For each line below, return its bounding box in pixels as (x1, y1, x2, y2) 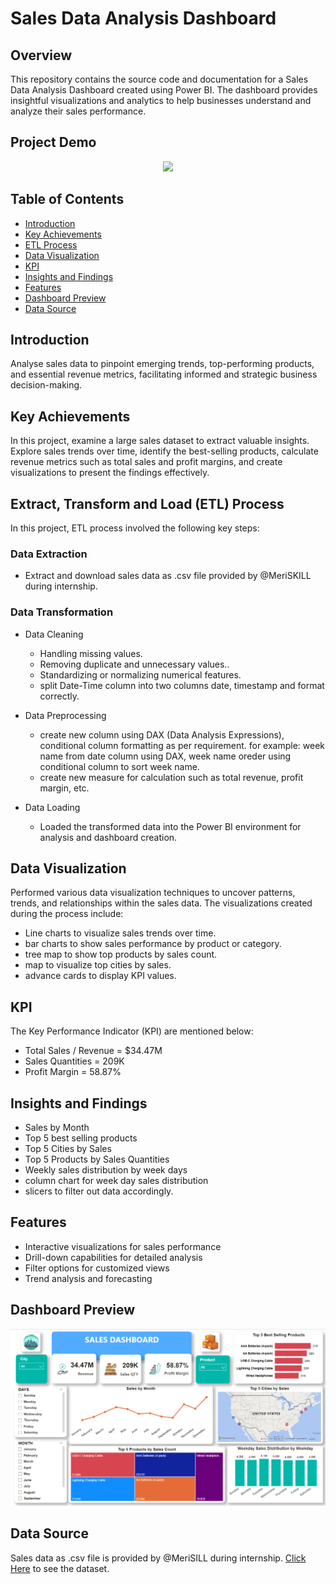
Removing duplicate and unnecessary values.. (39, 658, 230, 670)
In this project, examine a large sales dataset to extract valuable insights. (10, 435, 310, 447)
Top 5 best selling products (24, 1132, 138, 1144)
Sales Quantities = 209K (24, 1055, 125, 1067)
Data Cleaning (24, 628, 84, 640)
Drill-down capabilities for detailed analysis (24, 1251, 203, 1263)
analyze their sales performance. (10, 105, 147, 117)
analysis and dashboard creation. (39, 831, 178, 843)
